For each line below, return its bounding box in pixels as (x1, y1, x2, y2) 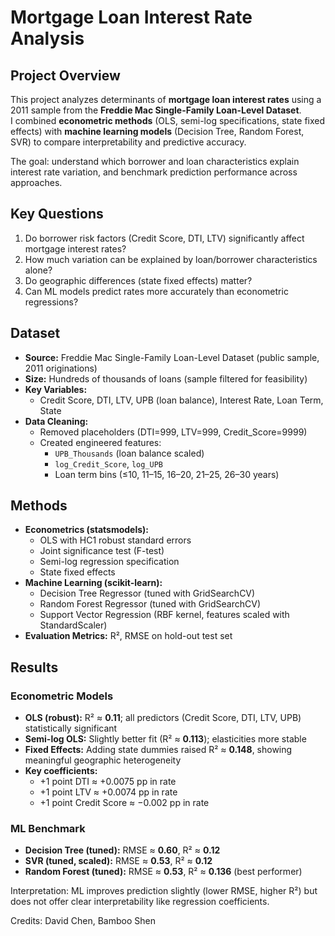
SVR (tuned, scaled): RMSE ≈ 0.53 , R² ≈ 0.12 (24, 855, 213, 867)
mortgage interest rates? (24, 242, 127, 255)
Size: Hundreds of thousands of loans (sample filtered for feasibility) (24, 372, 308, 385)
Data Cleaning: (24, 415, 89, 427)
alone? (24, 264, 53, 276)
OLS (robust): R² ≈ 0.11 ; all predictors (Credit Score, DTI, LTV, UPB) (24, 712, 302, 724)
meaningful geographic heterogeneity (24, 754, 182, 766)
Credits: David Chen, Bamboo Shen (10, 915, 156, 927)
